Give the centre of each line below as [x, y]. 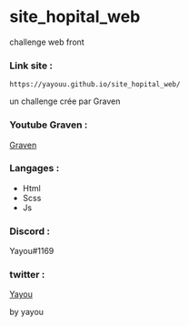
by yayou [26, 312]
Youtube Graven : [49, 125]
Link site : [31, 66]
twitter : [27, 275]
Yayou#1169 [32, 251]
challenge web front [47, 42]
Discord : [30, 231]
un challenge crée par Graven [65, 101]
